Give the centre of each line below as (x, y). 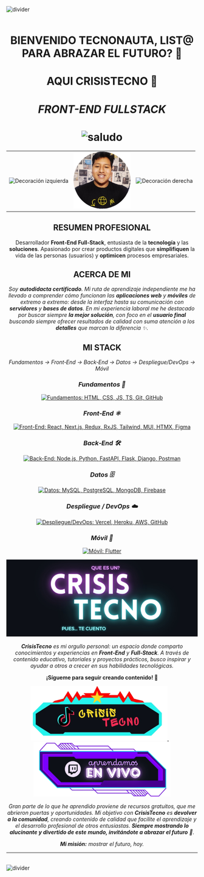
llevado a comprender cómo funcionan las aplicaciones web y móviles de (102, 296)
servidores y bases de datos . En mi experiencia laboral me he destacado (102, 308)
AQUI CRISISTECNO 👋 (102, 81)
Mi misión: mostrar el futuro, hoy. (102, 844)
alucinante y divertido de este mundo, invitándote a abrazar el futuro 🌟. (102, 833)
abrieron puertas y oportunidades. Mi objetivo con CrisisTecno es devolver (102, 813)
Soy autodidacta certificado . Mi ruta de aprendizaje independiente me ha (102, 289)
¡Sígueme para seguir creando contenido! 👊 (102, 677)
